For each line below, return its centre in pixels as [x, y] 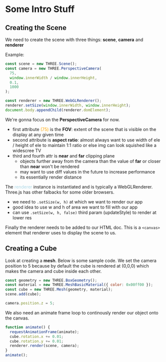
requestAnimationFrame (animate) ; [44, 332]
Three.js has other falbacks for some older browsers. [60, 192]
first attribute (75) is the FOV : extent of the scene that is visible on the [84, 129]
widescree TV [27, 150]
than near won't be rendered [49, 166]
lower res [22, 217]
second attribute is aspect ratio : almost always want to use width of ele [86, 140]
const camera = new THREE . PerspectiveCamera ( [53, 68]
